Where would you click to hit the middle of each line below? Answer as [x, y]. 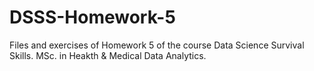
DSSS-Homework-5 [92, 17]
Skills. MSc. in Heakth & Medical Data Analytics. [108, 55]
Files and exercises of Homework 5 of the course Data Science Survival [157, 45]
